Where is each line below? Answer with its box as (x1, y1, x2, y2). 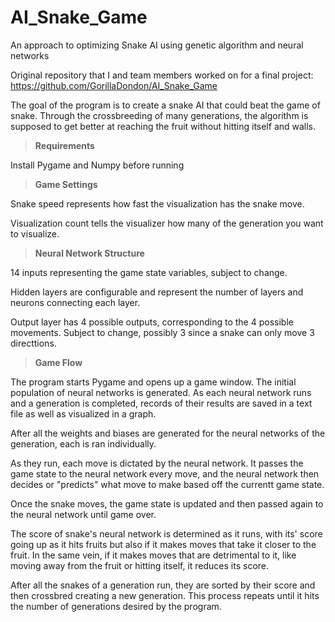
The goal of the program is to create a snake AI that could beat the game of (10, 99, 321, 111)
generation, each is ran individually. (10, 437, 157, 450)
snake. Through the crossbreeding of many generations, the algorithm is (10, 109, 309, 121)
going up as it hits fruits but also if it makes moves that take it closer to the (10, 538, 317, 550)
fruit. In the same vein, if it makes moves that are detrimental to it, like (10, 549, 297, 561)
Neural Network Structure (34, 247, 145, 259)
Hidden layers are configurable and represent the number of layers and (10, 286, 304, 298)
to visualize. (10, 227, 60, 240)
